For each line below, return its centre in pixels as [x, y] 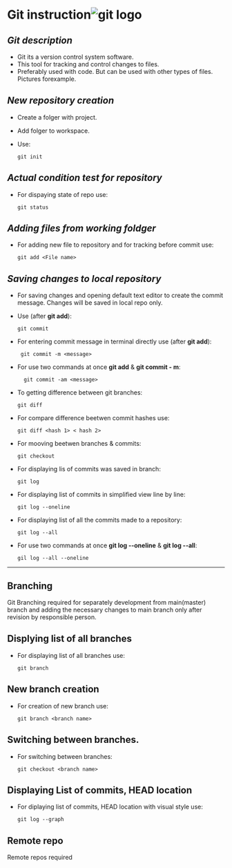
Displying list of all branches [70, 639]
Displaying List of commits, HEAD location [100, 790]
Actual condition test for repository [85, 178]
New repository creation [61, 101]
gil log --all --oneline [53, 558]
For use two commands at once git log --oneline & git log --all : [107, 545]
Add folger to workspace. [53, 131]
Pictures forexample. [47, 79]
